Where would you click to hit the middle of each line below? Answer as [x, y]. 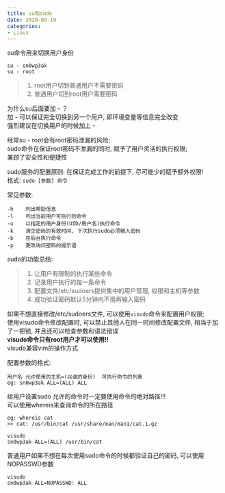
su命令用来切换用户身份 [40, 53]
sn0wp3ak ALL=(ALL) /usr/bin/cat [55, 442]
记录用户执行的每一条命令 [70, 282]
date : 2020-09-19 [32, 20]
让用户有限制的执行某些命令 [73, 274]
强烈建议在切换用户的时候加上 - [51, 126]
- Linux [18, 33]
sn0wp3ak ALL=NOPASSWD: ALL [47, 483]
